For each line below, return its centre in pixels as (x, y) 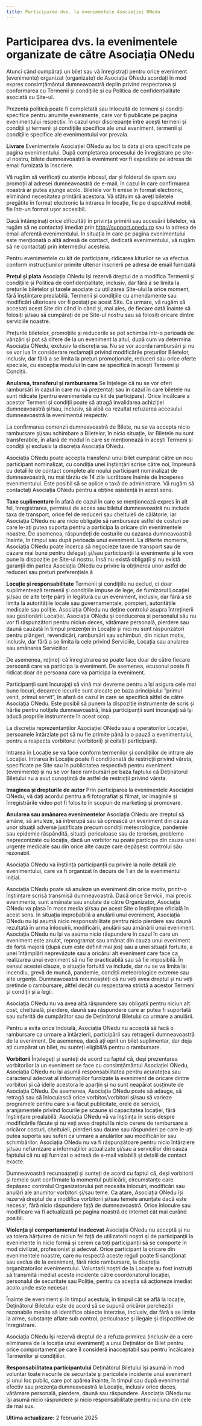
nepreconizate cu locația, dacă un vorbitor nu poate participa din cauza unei (101, 840)
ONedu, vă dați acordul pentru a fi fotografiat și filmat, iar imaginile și (92, 796)
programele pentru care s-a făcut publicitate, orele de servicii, (84, 1104)
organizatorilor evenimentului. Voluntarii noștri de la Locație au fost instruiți (99, 1268)
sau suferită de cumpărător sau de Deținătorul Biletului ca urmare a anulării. (100, 1016)
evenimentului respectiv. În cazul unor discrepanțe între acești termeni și (96, 121)
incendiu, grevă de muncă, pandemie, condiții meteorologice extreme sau (98, 972)
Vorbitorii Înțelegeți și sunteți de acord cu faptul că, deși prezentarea (92, 1059)
